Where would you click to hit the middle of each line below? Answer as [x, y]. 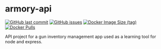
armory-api [28, 9]
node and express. [24, 41]
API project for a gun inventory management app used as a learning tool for [81, 37]
